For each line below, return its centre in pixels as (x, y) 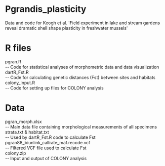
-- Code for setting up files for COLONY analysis (54, 88)
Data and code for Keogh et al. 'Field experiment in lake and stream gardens (82, 23)
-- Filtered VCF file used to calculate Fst (46, 148)
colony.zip (16, 153)
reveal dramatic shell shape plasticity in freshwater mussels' (66, 28)
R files (18, 48)
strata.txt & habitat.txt (27, 132)
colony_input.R (20, 83)
